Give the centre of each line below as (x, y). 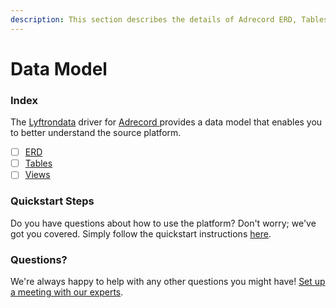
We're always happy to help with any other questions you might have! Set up (168, 281)
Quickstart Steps (52, 201)
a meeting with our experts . (67, 292)
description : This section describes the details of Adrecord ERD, (154, 19)
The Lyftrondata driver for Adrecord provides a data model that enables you (166, 122)
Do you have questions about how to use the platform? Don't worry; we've (163, 223)
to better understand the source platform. (96, 133)
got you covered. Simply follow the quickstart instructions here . (141, 233)
